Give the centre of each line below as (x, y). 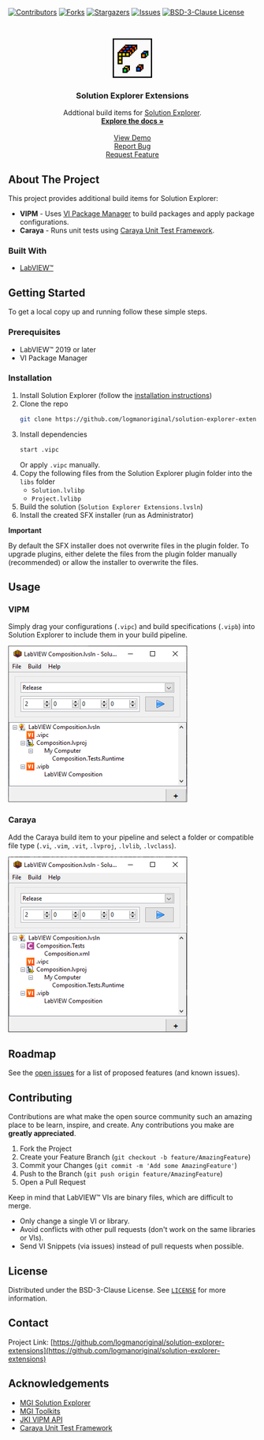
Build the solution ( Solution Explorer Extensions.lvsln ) (111, 506)
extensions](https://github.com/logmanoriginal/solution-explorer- (114, 1350)
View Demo (132, 138)
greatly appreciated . (42, 1133)
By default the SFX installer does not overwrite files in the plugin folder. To (129, 545)
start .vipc (39, 449)
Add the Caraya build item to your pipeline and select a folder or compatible (131, 837)
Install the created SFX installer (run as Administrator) (107, 515)
